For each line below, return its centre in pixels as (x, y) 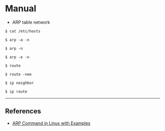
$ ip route (16, 92)
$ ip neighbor (20, 83)
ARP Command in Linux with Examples (51, 123)
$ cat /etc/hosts (23, 31)
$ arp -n (14, 48)
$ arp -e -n (17, 57)
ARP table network (31, 22)
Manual (21, 9)
